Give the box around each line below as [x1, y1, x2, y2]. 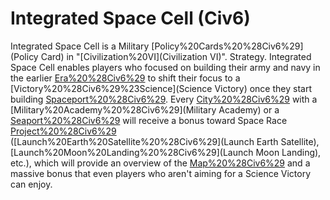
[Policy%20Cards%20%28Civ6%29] [151, 40, 304, 52]
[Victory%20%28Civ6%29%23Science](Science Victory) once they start [10, 82, 312, 94]
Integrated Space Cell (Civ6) [10, 7, 251, 30]
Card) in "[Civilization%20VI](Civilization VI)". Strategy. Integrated [40, 50, 312, 62]
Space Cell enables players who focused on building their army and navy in [10, 61, 321, 73]
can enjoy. [10, 178, 53, 190]
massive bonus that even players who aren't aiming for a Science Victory [10, 167, 312, 179]
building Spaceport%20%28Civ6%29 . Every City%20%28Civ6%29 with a [10, 93, 318, 105]
